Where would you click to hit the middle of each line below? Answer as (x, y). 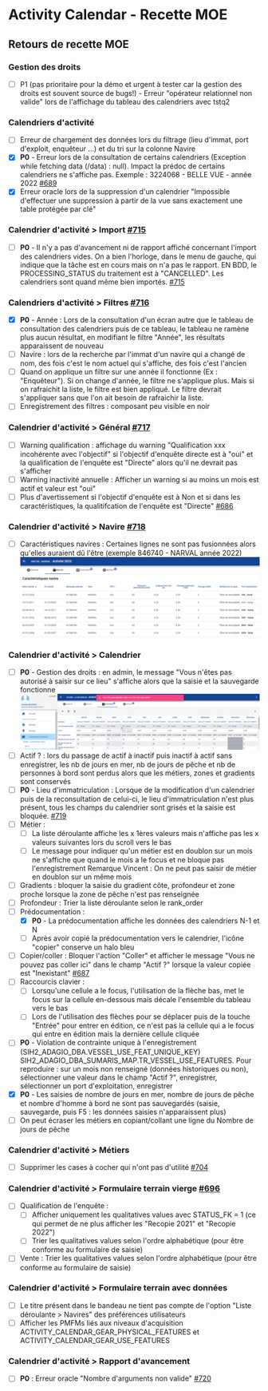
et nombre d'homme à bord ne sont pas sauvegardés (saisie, (120, 1103)
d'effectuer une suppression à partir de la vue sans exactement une (131, 200)
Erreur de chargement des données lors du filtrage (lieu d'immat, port (134, 140)
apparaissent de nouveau (61, 346)
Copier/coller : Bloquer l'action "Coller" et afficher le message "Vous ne (137, 956)
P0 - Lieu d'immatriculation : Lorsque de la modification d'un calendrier (137, 790)
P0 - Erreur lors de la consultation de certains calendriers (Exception (133, 157)
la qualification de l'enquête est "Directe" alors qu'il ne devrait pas (128, 462)
